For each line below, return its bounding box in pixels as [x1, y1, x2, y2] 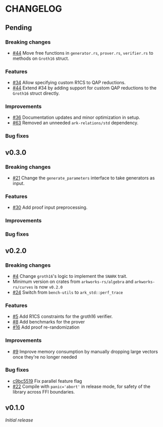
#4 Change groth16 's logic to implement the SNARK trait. [12, 273, 128, 279]
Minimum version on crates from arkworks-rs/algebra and [12, 278, 134, 284]
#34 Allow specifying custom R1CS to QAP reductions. [12, 80, 126, 86]
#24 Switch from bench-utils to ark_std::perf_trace [12, 289, 123, 295]
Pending [5, 23, 32, 32]
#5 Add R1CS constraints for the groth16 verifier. [12, 313, 113, 319]
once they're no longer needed [12, 353, 77, 360]
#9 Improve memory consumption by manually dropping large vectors [12, 348, 158, 354]
